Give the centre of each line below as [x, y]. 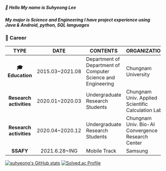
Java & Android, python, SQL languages [47, 25]
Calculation [139, 110]
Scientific [137, 104]
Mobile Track [101, 151]
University [138, 74]
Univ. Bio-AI [140, 124]
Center [134, 142]
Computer [98, 71]
